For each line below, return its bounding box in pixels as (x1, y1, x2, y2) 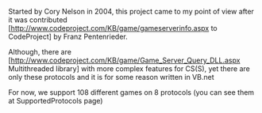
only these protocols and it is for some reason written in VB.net (8, 73, 214, 81)
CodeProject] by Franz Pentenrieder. (8, 32, 129, 41)
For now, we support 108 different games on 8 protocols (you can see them (8, 88, 255, 97)
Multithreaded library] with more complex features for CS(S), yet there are (8, 64, 250, 73)
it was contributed (8, 15, 67, 24)
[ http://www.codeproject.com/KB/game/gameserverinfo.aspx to (8, 24, 218, 32)
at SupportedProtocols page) (8, 96, 103, 105)
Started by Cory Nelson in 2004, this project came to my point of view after (8, 7, 254, 16)
